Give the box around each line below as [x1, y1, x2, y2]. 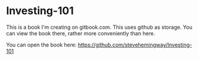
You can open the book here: [6, 41, 77, 48]
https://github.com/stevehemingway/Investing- [77, 41, 192, 48]
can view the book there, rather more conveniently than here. [6, 29, 155, 36]
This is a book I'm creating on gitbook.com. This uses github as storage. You [6, 24, 193, 31]
